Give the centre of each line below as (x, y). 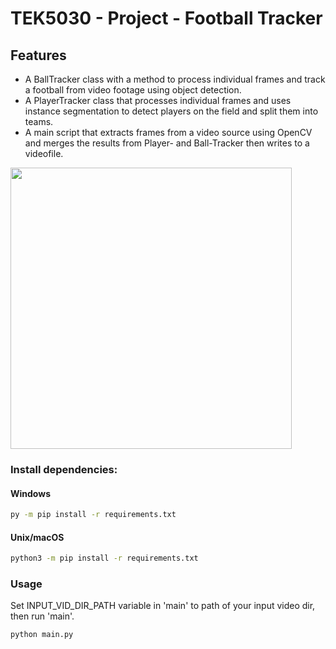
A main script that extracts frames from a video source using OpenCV (168, 132)
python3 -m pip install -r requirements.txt (104, 558)
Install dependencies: (64, 469)
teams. (39, 121)
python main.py (42, 635)
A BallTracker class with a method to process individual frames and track (175, 79)
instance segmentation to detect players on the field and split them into (171, 111)
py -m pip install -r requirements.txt (93, 515)
